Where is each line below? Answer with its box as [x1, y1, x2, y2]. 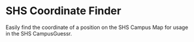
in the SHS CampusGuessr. [5, 30, 72, 37]
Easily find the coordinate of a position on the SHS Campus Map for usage [5, 24, 189, 31]
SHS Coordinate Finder [5, 4, 122, 18]
